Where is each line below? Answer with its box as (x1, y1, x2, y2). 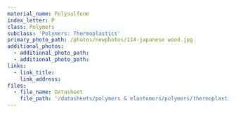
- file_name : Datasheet (13, 88, 83, 95)
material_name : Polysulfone (7, 10, 90, 18)
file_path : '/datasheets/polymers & (20, 95, 128, 102)
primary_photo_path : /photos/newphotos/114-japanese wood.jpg (7, 36, 193, 44)
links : (7, 62, 27, 69)
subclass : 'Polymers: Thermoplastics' (7, 29, 121, 37)
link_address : (20, 75, 61, 83)
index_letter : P (7, 17, 55, 24)
